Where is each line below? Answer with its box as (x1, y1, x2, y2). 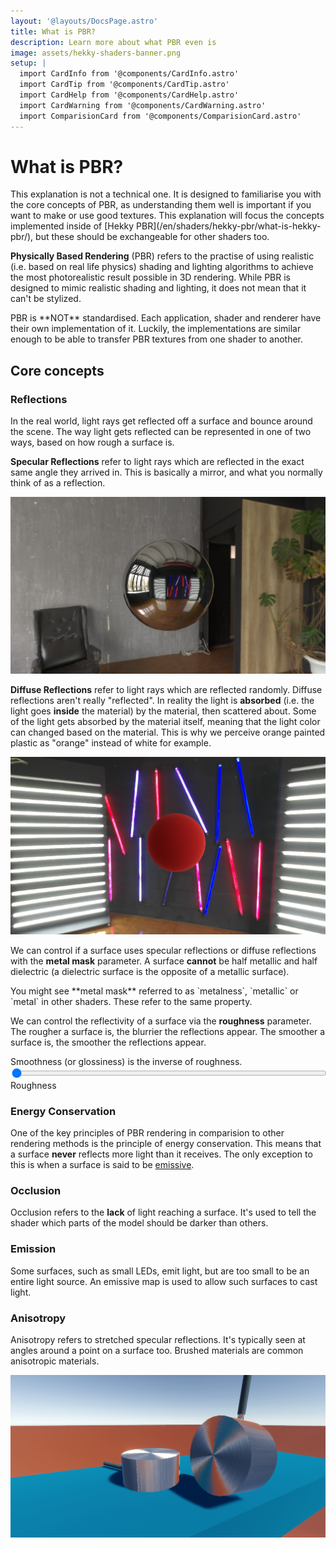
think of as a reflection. (10, 477, 106, 489)
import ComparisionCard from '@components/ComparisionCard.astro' (19, 111, 302, 121)
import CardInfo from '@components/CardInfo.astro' (19, 69, 240, 79)
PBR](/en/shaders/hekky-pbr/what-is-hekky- (136, 220, 322, 232)
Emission (10, 1242, 57, 1256)
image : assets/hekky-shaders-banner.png (10, 48, 182, 58)
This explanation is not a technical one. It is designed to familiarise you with (10, 188, 322, 200)
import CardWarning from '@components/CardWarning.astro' (19, 100, 267, 110)
